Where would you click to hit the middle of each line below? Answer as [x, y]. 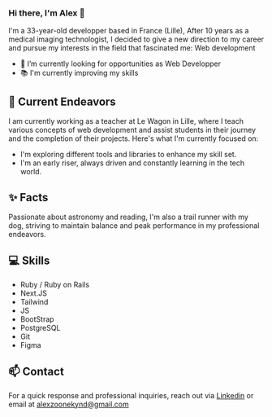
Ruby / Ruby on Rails [55, 284]
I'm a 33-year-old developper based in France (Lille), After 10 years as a [129, 31]
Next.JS [33, 293]
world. [31, 172]
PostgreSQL [40, 327]
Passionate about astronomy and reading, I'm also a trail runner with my [129, 217]
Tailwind [34, 301]
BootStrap [37, 319]
